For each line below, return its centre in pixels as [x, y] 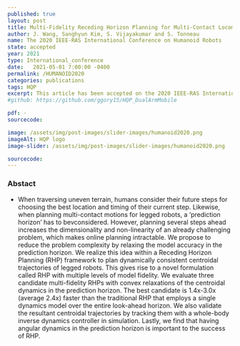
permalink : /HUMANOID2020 [46, 73]
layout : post [27, 21]
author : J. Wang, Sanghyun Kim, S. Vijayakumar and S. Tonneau [104, 34]
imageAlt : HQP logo [36, 139]
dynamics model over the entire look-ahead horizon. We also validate [120, 305]
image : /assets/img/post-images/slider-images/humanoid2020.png [105, 133]
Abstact [21, 184]
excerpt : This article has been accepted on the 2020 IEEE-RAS [104, 93]
